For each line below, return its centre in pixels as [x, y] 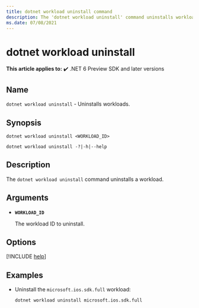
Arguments [28, 198]
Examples [25, 275]
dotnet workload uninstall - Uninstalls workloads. [68, 104]
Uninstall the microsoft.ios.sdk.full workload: [73, 290]
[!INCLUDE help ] [26, 256]
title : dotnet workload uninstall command [59, 12]
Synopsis [24, 123]
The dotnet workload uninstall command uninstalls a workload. [85, 179]
